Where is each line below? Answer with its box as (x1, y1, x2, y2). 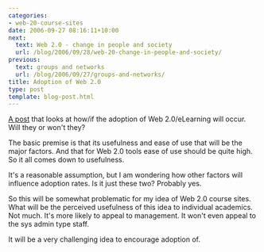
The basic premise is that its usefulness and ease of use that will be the (8, 138, 243, 147)
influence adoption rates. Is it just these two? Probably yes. (8, 179, 202, 189)
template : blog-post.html (8, 93, 94, 101)
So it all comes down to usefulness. (8, 155, 125, 165)
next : (8, 33, 26, 42)
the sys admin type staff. (8, 220, 90, 229)
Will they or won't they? (8, 123, 86, 132)
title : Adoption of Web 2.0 (8, 78, 102, 86)
